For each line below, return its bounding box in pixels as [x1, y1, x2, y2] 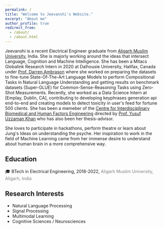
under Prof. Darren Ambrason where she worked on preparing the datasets [5, 69, 157, 75]
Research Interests [5, 190, 64, 198]
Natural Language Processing [12, 203, 72, 208]
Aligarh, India [5, 175, 32, 181]
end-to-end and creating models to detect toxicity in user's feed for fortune [5, 100, 158, 106]
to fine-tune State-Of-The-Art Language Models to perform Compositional [5, 74, 155, 80]
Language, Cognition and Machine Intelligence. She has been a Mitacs [5, 58, 147, 64]
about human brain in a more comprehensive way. [5, 141, 106, 147]
